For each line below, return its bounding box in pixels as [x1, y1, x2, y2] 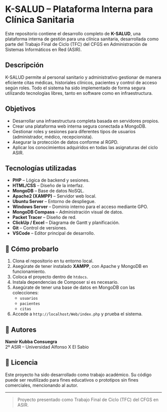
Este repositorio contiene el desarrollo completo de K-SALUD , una [5, 30, 141, 36]
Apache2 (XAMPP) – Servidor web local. [12, 193, 97, 199]
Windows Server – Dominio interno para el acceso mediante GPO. [12, 204, 148, 210]
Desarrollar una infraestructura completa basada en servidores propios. [12, 118, 160, 124]
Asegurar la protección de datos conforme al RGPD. [12, 139, 119, 145]
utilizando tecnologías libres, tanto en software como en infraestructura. [5, 90, 153, 96]
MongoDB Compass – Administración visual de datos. [12, 209, 123, 215]
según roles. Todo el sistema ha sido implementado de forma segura [5, 85, 146, 91]
